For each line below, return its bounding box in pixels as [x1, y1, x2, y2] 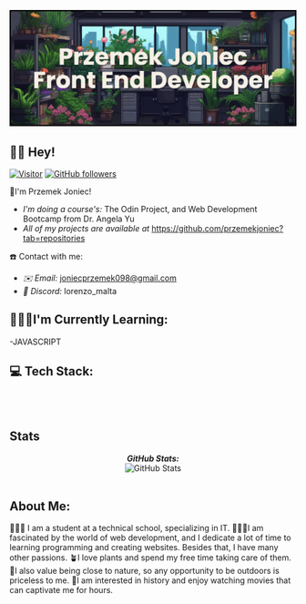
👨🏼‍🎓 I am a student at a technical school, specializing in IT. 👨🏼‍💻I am [9, 523, 264, 534]
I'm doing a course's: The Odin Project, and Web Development [22, 204, 258, 215]
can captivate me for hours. [9, 585, 114, 596]
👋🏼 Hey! [9, 144, 56, 159]
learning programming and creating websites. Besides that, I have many [9, 542, 280, 553]
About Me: [9, 498, 71, 514]
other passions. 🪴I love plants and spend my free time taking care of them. [9, 552, 291, 563]
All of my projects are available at [22, 223, 150, 234]
